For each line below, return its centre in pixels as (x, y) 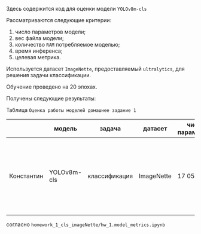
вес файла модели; (39, 38)
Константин (26, 176)
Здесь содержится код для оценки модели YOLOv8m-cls (77, 9)
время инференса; (39, 51)
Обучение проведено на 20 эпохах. (52, 87)
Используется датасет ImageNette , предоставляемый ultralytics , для (95, 69)
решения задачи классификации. (49, 75)
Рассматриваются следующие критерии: (59, 20)
